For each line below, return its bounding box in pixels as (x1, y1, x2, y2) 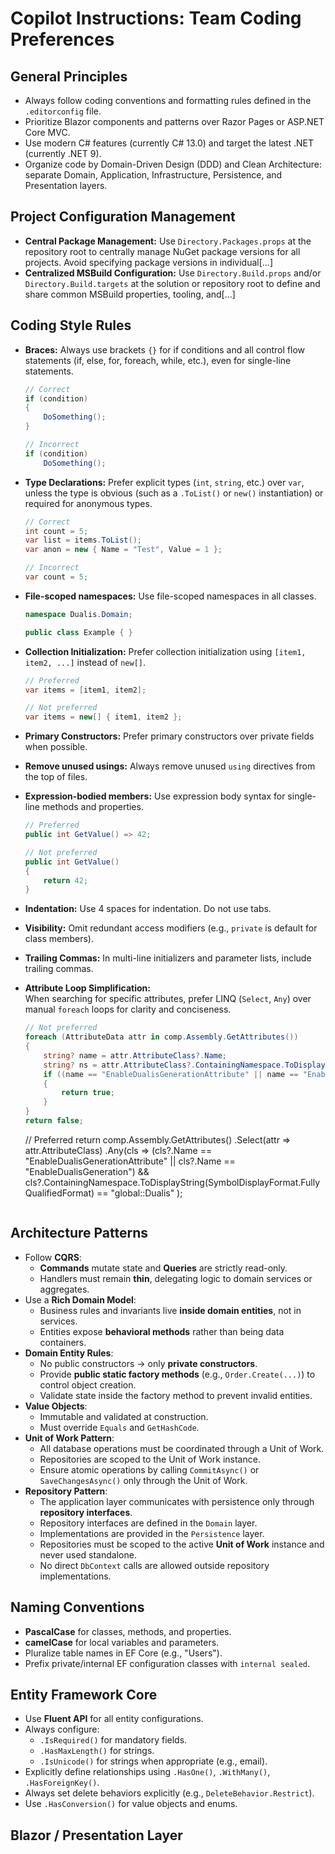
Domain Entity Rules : (24, 1347, 114, 1359)
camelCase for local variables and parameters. (24, 1636, 220, 1648)
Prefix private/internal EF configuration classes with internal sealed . (24, 1657, 311, 1669)
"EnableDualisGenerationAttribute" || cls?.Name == (24, 1155, 236, 1167)
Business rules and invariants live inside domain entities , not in (39, 1304, 302, 1316)
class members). (24, 933, 94, 945)
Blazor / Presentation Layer (10, 1827, 183, 1844)
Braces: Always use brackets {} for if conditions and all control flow (24, 343, 306, 356)
